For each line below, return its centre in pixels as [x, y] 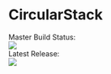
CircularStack [55, 15]
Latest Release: [34, 53]
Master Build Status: [42, 37]
